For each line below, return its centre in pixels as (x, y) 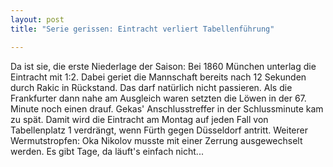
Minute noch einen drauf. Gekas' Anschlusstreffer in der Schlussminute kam (167, 108)
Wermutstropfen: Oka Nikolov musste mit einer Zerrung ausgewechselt (156, 140)
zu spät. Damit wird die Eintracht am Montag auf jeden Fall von (139, 119)
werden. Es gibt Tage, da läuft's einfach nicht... (107, 151)
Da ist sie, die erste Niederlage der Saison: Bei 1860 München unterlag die (163, 66)
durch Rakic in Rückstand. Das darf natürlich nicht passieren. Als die (151, 87)
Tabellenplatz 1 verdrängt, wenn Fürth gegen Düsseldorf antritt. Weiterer (159, 130)
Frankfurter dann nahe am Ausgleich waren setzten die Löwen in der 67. (158, 98)
